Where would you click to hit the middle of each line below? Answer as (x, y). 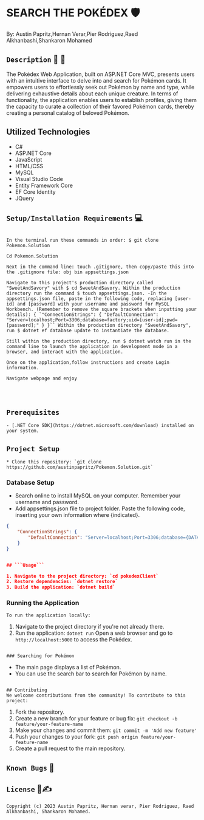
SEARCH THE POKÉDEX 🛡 (73, 13)
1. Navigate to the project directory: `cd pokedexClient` (83, 576)
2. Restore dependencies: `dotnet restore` (62, 582)
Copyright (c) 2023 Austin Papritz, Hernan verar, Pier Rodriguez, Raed (100, 806)
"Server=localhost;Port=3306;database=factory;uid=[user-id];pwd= (92, 320)
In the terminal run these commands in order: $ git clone (83, 241)
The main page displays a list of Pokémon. (68, 668)
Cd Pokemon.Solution (32, 256)
